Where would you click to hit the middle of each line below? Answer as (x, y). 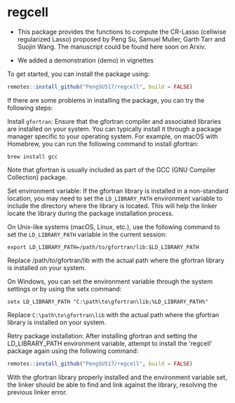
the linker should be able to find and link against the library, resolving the (112, 385)
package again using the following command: (73, 351)
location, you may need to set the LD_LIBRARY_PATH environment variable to (115, 198)
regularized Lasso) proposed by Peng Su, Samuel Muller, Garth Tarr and (121, 39)
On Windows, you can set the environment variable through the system (110, 281)
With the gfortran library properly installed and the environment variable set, (117, 377)
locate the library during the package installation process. (90, 213)
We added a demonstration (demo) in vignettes (86, 60)
